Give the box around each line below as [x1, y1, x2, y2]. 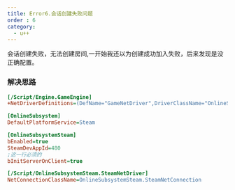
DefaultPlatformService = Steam [7, 119, 96, 126]
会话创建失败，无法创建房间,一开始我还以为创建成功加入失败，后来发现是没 [7, 49, 224, 58]
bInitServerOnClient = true [7, 157, 83, 164]
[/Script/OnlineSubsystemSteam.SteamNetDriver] [7, 170, 149, 177]
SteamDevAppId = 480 [7, 144, 61, 152]
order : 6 [7, 17, 36, 24]
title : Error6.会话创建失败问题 [7, 10, 93, 17]
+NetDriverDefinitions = [7, 100, 77, 107]
